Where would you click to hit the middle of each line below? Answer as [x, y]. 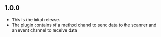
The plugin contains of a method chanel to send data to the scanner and [84, 25]
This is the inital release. [36, 19]
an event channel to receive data [44, 30]
